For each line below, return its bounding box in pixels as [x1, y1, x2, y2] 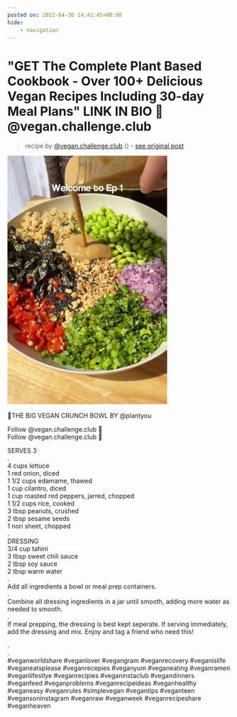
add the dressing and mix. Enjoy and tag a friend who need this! [7, 628, 194, 636]
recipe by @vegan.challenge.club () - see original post [24, 142, 184, 150]
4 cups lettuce [7, 461, 50, 470]
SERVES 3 [7, 447, 37, 455]
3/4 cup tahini [7, 544, 48, 553]
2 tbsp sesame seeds [7, 515, 70, 523]
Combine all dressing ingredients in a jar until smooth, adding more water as [7, 597, 230, 606]
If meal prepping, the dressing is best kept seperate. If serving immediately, [7, 620, 228, 628]
